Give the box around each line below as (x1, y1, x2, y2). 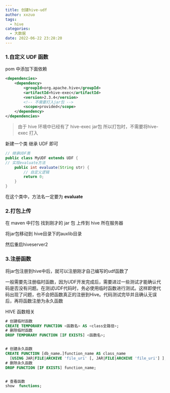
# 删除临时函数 (5, 328, 33, 333)
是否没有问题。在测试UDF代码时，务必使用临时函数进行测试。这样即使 (9, 285, 157, 291)
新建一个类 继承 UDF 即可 (5, 140, 58, 147)
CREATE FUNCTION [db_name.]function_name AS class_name (5, 351, 126, 356)
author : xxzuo (5, 12, 36, 17)
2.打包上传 (5, 207, 31, 215)
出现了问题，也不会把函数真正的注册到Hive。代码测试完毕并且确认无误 (9, 291, 157, 297)
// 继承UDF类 (5, 151, 30, 156)
